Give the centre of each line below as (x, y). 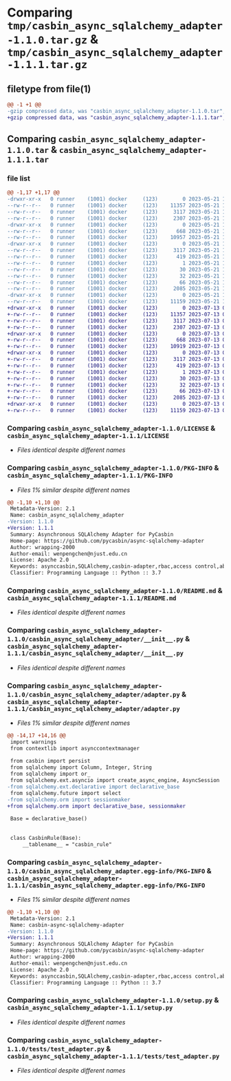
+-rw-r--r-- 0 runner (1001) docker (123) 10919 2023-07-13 (113, 347)
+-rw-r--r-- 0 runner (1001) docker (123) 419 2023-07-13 (113, 366)
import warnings (33, 742)
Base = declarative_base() (49, 819)
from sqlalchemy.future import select (66, 793)
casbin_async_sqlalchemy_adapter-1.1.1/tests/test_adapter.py (113, 1056)
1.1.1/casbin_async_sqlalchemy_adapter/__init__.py (96, 653)
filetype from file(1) (49, 89)
